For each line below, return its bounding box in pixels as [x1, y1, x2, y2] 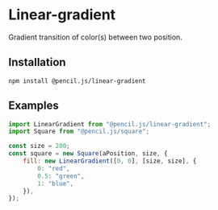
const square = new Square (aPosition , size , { [8, 150, 168, 158]
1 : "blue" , [37, 179, 74, 187]
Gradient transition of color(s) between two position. [8, 32, 183, 42]
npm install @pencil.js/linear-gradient [8, 76, 147, 85]
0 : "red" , [37, 164, 70, 172]
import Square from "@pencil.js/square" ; [8, 127, 150, 136]
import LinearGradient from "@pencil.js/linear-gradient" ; [8, 120, 212, 128]
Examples [8, 99, 59, 113]
